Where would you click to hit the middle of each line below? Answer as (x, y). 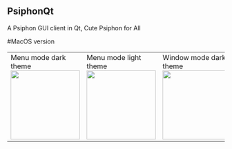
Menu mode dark (38, 57)
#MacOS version (31, 41)
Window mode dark (194, 57)
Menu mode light (114, 57)
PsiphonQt (30, 11)
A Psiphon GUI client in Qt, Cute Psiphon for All (74, 28)
